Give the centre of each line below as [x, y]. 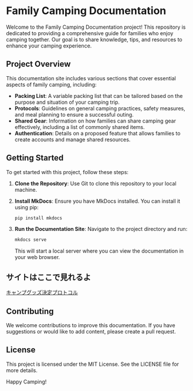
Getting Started [35, 158]
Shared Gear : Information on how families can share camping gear [95, 121]
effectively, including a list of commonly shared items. [79, 127]
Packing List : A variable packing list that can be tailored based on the [99, 96]
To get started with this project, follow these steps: [67, 172]
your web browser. [37, 257]
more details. [22, 370]
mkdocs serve [31, 240]
